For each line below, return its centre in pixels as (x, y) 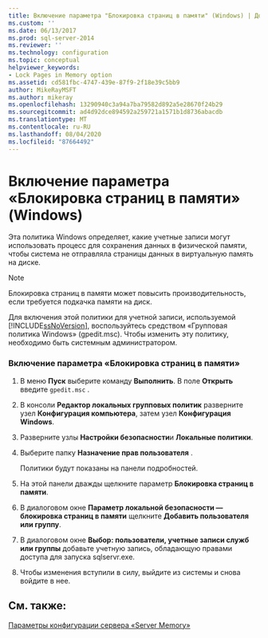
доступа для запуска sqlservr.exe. (77, 557)
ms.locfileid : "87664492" (51, 142)
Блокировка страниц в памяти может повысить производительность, (127, 293)
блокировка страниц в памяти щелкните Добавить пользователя (134, 516)
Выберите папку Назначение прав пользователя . (106, 452)
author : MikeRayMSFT (43, 90)
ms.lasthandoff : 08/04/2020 (55, 134)
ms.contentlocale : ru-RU (49, 127)
